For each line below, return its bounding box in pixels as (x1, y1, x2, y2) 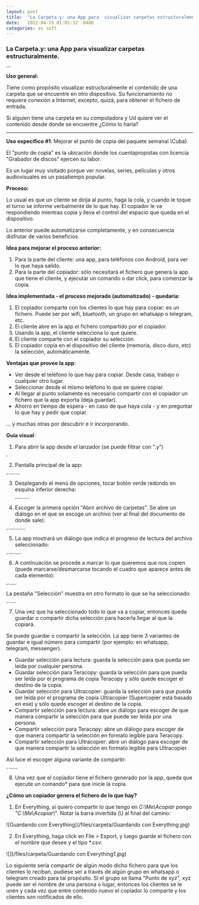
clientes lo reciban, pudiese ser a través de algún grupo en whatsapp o (6, 868, 179, 875)
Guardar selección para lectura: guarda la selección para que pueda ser (14, 656, 191, 663)
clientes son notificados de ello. (6, 893, 84, 900)
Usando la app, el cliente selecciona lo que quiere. (14, 329, 138, 336)
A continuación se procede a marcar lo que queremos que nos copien (14, 559, 185, 566)
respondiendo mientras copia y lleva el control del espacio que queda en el (6, 209, 190, 216)
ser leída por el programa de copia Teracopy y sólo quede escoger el (14, 675, 184, 682)
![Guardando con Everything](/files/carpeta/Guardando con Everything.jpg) (6, 821, 190, 828)
